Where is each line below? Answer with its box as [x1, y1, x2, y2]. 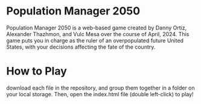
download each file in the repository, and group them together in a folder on [6, 84, 195, 91]
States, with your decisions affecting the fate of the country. [6, 43, 156, 50]
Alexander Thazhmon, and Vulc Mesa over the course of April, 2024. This [6, 30, 190, 37]
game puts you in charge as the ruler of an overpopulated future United [6, 37, 184, 44]
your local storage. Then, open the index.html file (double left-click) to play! [6, 90, 194, 97]
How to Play [6, 64, 68, 78]
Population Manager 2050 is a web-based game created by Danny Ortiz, [6, 24, 187, 31]
